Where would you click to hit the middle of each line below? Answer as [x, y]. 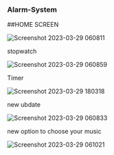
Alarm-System [32, 10]
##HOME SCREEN [33, 25]
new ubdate [24, 105]
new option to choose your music [54, 132]
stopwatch [22, 51]
